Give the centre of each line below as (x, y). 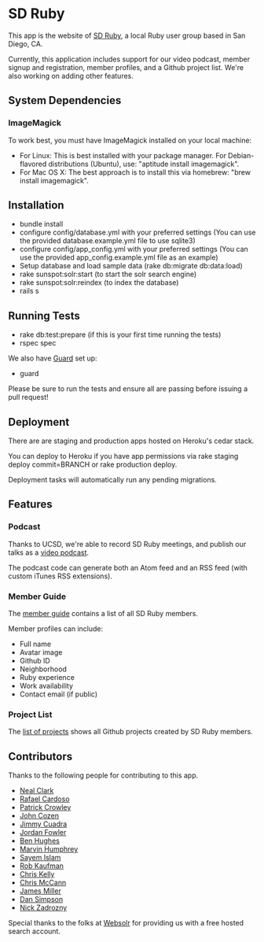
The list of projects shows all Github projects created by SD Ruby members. (130, 732)
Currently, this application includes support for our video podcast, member (129, 59)
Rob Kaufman (42, 866)
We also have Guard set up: (53, 358)
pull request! (28, 397)
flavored (33, 164)
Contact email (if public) (59, 694)
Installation (36, 205)
